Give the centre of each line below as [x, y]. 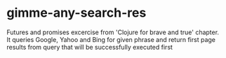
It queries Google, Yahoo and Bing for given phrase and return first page [111, 39]
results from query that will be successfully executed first [90, 47]
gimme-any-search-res [77, 13]
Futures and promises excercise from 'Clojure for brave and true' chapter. [113, 32]
